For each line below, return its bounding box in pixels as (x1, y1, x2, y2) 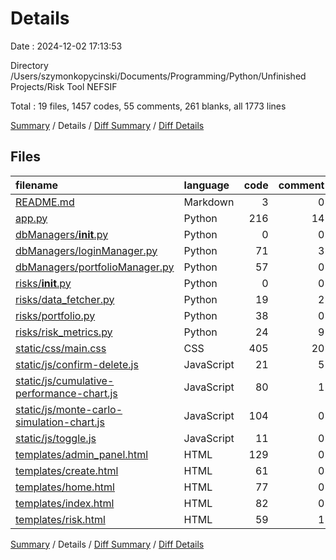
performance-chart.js (15, 386, 118, 400)
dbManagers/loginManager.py (15, 243, 158, 257)
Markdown (183, 195, 235, 209)
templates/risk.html (15, 512, 106, 526)
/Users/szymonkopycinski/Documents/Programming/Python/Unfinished (10, 70, 307, 82)
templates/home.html (15, 480, 115, 494)
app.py (15, 211, 48, 225)
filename (15, 178, 59, 192)
